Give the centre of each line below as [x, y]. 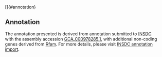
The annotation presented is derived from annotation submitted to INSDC [78, 34]
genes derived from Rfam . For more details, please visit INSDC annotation [79, 44]
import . [12, 49]
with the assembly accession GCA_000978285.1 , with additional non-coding [81, 39]
